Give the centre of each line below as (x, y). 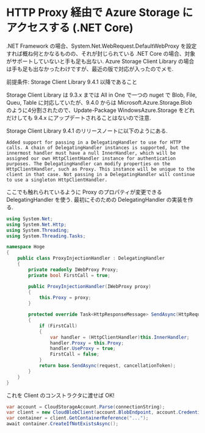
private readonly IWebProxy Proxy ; (74, 270)
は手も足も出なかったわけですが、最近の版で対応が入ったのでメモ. (90, 68)
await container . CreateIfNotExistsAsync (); (63, 424)
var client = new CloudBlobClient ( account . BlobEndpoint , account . (92, 413)
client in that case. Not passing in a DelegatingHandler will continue (101, 174)
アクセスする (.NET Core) (70, 28)
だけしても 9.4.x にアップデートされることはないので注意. (79, 117)
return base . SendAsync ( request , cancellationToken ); (107, 366)
